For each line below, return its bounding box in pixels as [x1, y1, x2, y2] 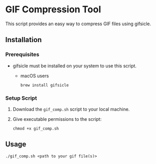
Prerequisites [5, 51, 39, 58]
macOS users [20, 72, 49, 79]
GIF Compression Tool [5, 4, 101, 15]
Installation [5, 35, 42, 44]
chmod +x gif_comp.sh [12, 126, 59, 131]
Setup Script [5, 94, 37, 101]
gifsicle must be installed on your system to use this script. [12, 63, 137, 69]
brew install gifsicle [20, 82, 69, 88]
